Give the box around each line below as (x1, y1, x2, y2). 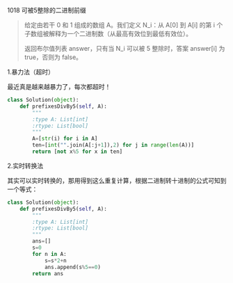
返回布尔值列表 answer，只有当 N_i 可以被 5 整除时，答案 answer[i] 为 (24, 45, 225, 52)
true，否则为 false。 (24, 53, 82, 61)
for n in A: (32, 250, 67, 257)
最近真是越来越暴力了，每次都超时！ (7, 83, 111, 90)
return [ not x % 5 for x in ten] (32, 148, 123, 155)
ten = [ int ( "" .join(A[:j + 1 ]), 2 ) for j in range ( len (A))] (32, 142, 195, 149)
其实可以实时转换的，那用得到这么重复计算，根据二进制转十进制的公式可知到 (7, 176, 227, 184)
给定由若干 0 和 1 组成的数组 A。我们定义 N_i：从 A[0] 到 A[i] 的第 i (24, 21, 216, 29)
